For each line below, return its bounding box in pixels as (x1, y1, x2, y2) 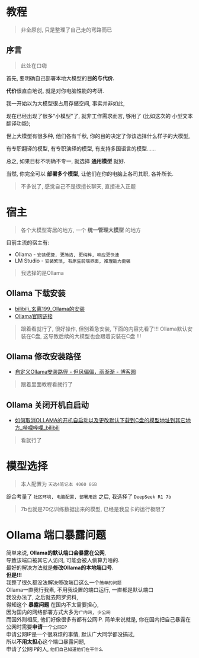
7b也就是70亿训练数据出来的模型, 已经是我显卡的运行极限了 (20, 506, 166, 513)
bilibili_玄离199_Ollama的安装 (14, 305, 85, 312)
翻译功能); (6, 120, 31, 127)
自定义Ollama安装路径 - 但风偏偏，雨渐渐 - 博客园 (14, 368, 136, 375)
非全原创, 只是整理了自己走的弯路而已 (20, 26, 113, 33)
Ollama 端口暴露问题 (6, 528, 107, 542)
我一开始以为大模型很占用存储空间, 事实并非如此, (6, 99, 126, 107)
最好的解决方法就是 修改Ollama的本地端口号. (6, 564, 114, 571)
